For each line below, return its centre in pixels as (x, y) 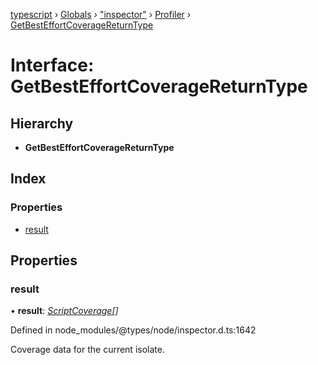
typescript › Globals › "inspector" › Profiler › (101, 14)
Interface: (52, 65)
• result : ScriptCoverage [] (64, 311)
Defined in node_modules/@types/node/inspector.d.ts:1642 (133, 330)
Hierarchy (42, 123)
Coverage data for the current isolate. (87, 350)
